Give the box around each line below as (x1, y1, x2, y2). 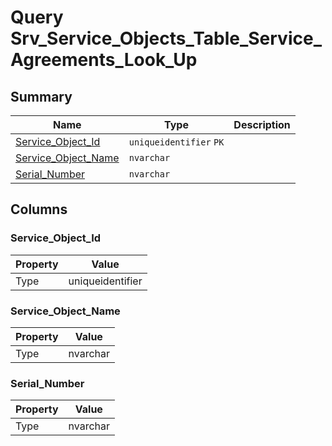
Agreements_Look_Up (10, 49, 198, 71)
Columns (10, 201, 68, 218)
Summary (10, 88, 73, 105)
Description (233, 118, 291, 131)
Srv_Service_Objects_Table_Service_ (10, 27, 322, 50)
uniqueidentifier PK (128, 137, 225, 148)
